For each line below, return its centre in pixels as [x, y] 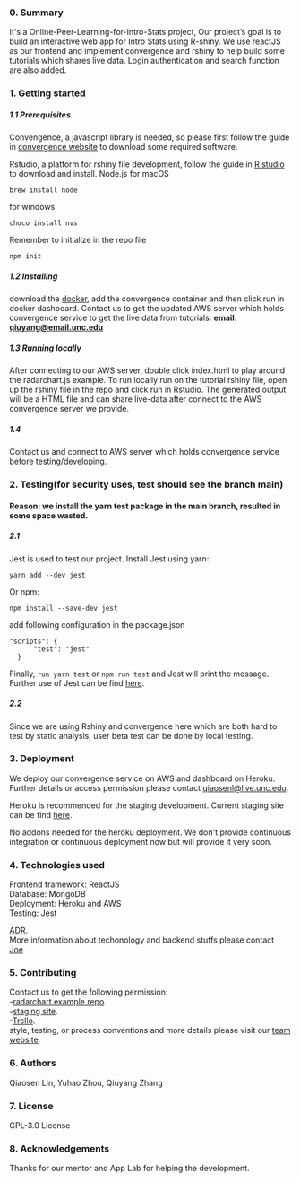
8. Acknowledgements [60, 1148]
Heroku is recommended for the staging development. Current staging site [147, 805]
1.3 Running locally [46, 348]
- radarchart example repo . [58, 1002]
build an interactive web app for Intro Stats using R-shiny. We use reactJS [146, 41]
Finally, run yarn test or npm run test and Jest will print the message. [139, 674]
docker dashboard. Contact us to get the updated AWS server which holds [147, 309]
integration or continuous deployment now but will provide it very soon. [141, 841]
